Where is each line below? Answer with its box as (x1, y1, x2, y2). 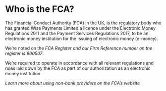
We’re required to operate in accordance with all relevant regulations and (5, 60, 154, 66)
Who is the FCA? (5, 3, 74, 15)
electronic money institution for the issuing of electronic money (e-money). (5, 36, 159, 42)
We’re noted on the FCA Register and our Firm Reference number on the (5, 45, 153, 51)
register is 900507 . (5, 50, 44, 56)
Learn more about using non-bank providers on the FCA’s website (5, 80, 140, 86)
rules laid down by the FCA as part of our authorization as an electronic (5, 65, 151, 71)
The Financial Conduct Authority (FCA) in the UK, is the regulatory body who (5, 20, 162, 26)
